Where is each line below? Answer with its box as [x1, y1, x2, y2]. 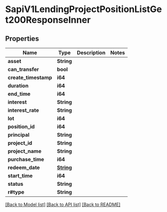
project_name [8, 148, 42, 155]
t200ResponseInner [5, 14, 91, 26]
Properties [5, 34, 39, 43]
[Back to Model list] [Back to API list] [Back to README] [5, 201, 121, 207]
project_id [8, 139, 33, 147]
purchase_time [8, 156, 44, 163]
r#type [8, 189, 25, 195]
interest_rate [8, 107, 39, 114]
